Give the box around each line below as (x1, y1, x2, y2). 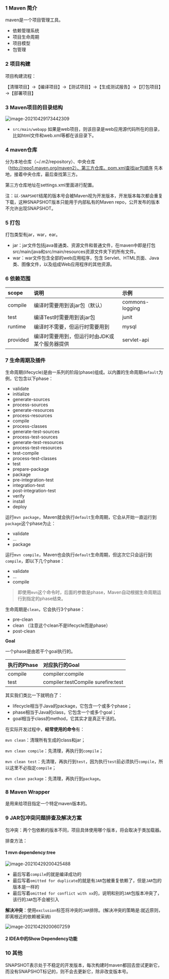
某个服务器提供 (33, 340, 69, 347)
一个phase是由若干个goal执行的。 (5, 648, 75, 655)
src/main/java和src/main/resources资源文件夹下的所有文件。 (12, 249, 138, 255)
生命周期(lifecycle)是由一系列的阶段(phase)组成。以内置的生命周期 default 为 (5, 369, 163, 375)
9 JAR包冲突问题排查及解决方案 (5, 814, 82, 821)
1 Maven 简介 (5, 4, 38, 11)
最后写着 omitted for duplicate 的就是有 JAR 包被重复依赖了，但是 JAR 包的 (12, 877, 162, 884)
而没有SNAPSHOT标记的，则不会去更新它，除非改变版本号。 (5, 968, 131, 974)
